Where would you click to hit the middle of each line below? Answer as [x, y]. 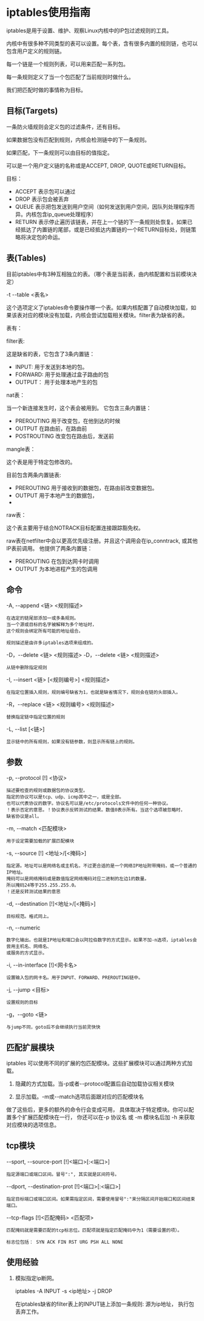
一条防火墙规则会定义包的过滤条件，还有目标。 [65, 127]
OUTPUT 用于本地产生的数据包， [56, 495]
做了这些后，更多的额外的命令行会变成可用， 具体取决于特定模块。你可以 [97, 1109]
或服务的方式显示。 [27, 953]
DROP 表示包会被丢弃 [42, 199]
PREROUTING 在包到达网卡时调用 [57, 561]
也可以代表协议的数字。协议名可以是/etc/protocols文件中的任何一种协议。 [89, 804]
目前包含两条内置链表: [34, 475]
